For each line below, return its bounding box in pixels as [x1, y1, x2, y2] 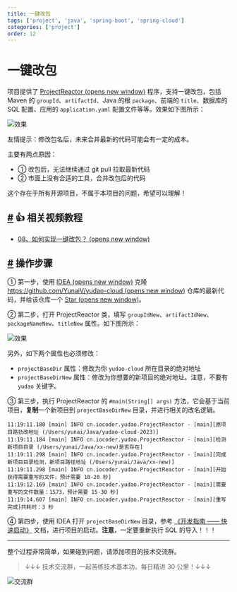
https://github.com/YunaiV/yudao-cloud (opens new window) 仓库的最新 [7, 286, 219, 295]
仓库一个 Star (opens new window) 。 [37, 295, 146, 304]
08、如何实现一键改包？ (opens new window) [17, 235, 150, 243]
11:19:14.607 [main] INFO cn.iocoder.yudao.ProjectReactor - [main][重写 [7, 496, 227, 503]
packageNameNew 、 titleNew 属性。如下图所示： [7, 319, 141, 327]
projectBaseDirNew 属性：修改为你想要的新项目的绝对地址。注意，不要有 [17, 372, 228, 381]
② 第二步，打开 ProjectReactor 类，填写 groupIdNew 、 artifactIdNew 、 [7, 310, 213, 319]
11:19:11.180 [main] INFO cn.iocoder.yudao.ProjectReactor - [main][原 [7, 421, 221, 428]
